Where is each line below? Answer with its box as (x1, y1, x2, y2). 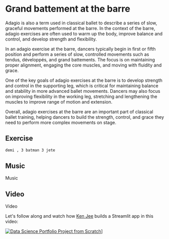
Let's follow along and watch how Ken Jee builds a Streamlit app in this (5, 213, 153, 219)
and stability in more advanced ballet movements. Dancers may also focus (5, 88, 160, 94)
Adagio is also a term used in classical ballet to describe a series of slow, (5, 20, 157, 26)
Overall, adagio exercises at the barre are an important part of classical (5, 109, 153, 115)
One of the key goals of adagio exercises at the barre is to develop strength (5, 77, 163, 83)
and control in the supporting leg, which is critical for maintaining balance (5, 82, 158, 89)
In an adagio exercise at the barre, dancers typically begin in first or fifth (5, 46, 156, 52)
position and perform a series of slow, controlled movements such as (5, 51, 149, 57)
